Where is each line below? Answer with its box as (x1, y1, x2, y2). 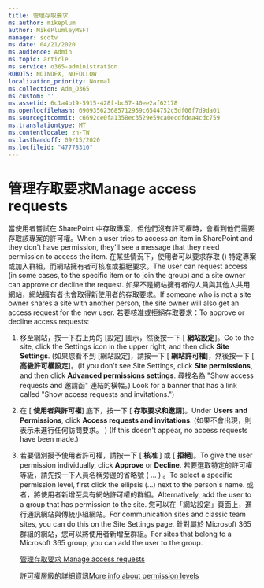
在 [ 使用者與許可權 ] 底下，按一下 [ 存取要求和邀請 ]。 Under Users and (19, 406, 248, 416)
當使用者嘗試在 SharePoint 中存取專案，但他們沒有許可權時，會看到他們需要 (8, 224, 255, 233)
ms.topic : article (8, 56, 69, 64)
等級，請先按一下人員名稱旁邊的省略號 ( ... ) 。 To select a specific (19, 470, 233, 480)
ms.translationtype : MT (8, 121, 87, 129)
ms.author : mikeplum (8, 19, 76, 27)
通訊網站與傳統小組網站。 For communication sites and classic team (26, 509, 247, 520)
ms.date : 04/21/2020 (8, 41, 76, 49)
